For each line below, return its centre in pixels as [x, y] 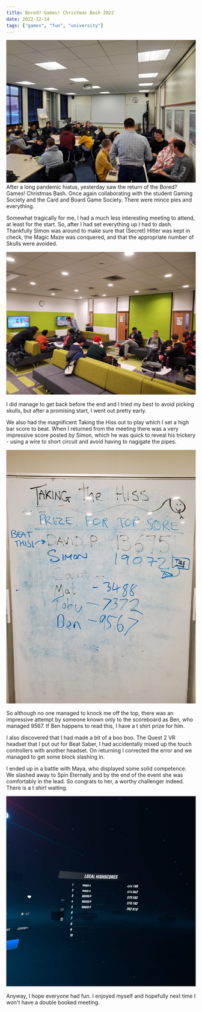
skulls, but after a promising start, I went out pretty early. [76, 411]
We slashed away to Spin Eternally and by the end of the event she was [95, 775]
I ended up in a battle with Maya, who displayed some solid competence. [96, 769]
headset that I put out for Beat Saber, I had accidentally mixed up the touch [99, 744]
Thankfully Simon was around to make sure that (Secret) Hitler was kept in [98, 231]
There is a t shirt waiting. [37, 788]
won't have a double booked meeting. [53, 1002]
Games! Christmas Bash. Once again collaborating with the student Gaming [99, 194]
